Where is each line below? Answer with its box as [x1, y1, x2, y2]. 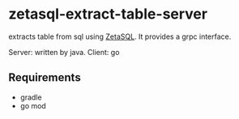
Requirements [8, 70, 81, 85]
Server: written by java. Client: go [8, 47, 120, 57]
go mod [19, 100, 46, 110]
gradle [19, 92, 42, 102]
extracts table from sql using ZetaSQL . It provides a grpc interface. [8, 32, 232, 41]
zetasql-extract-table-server [8, 5, 208, 23]
